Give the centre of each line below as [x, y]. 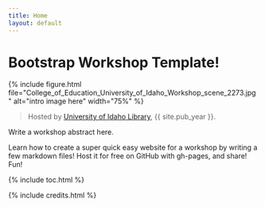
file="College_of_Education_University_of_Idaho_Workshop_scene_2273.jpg [132, 93]
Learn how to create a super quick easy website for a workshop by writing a [133, 147]
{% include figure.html [45, 84]
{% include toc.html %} [47, 180]
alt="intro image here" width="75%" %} [79, 101]
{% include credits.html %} [53, 195]
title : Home [28, 16]
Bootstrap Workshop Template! [114, 62]
